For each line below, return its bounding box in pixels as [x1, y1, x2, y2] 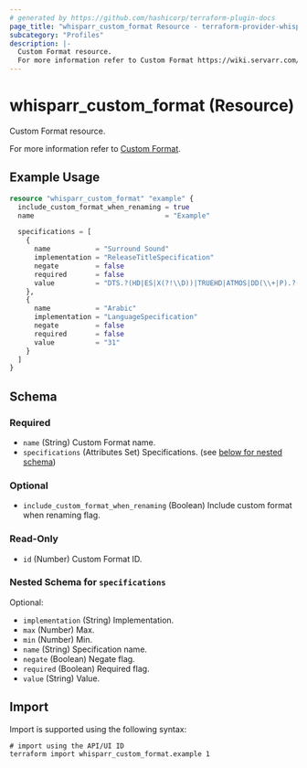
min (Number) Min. [22, 634, 93, 645]
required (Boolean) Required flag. [22, 663, 150, 674]
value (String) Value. [22, 673, 101, 684]
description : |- [9, 38, 71, 48]
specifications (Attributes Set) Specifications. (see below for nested [22, 446, 283, 457]
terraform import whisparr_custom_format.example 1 [9, 749, 210, 759]
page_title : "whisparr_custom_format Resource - [9, 22, 198, 31]
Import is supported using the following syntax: [9, 723, 187, 734]
